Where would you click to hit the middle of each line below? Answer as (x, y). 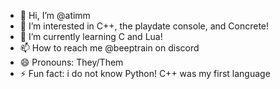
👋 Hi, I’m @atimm (55, 15)
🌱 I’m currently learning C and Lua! (91, 36)
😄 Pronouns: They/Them (71, 62)
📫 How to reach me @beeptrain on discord (109, 48)
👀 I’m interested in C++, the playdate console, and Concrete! (144, 26)
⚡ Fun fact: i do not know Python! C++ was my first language (145, 73)
